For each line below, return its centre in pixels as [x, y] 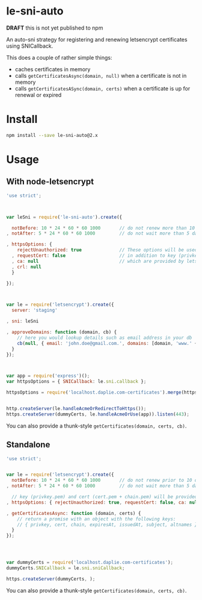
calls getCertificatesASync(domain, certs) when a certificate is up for [103, 88]
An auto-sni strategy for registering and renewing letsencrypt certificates [97, 39]
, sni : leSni [23, 321]
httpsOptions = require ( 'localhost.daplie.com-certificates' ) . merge [94, 393]
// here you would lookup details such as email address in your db [105, 338]
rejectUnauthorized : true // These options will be [101, 250]
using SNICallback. [30, 46]
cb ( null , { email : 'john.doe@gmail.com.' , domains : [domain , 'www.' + [107, 343]
